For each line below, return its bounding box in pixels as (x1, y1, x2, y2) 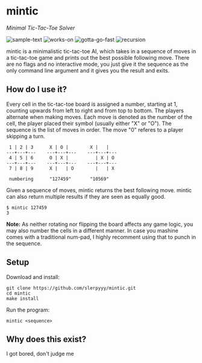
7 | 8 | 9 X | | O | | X (8, 165, 115, 172)
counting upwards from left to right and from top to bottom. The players (6, 107, 184, 114)
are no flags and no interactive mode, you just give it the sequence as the (6, 60, 189, 68)
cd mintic (6, 290, 31, 297)
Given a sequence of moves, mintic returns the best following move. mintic (6, 186, 192, 194)
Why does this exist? (6, 334, 86, 344)
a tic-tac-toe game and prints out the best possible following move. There (6, 54, 190, 61)
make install (6, 295, 39, 301)
